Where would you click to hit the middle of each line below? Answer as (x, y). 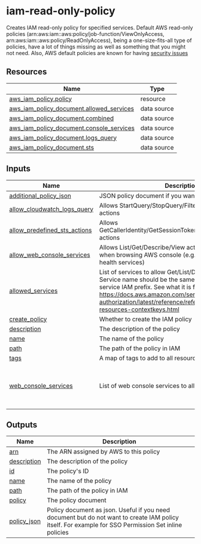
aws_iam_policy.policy (41, 99)
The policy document (77, 500)
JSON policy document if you (140, 196)
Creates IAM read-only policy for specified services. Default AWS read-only (100, 28)
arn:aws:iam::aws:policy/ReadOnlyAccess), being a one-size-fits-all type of (99, 40)
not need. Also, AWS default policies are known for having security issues (97, 53)
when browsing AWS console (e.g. (147, 254)
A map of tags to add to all (136, 358)
